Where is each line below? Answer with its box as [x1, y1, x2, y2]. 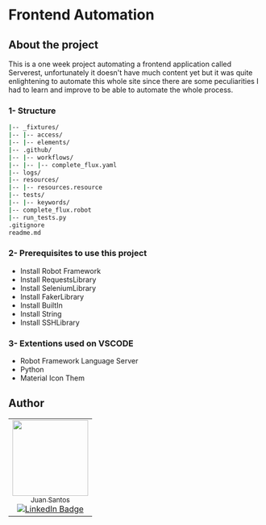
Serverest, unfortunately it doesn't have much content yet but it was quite [8, 68, 253, 78]
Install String [19, 309, 62, 318]
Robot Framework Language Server [19, 356, 139, 366]
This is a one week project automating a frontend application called [8, 59, 232, 69]
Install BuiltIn [19, 300, 63, 310]
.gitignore [8, 220, 45, 229]
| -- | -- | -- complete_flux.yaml [8, 161, 117, 169]
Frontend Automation [8, 6, 155, 24]
